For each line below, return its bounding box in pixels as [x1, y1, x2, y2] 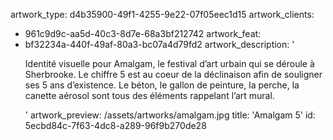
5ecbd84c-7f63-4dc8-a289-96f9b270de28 [24, 120, 207, 131]
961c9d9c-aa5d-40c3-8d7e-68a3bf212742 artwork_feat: [24, 28, 262, 39]
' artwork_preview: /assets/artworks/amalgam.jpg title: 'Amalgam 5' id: [24, 109, 316, 121]
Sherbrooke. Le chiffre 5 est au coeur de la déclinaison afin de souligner [24, 69, 323, 80]
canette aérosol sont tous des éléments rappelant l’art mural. [24, 90, 275, 101]
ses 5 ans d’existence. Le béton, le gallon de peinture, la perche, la [24, 79, 300, 91]
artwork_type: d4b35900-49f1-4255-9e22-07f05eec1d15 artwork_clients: [10, 9, 315, 20]
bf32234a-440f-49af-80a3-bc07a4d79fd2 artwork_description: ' [24, 39, 295, 50]
